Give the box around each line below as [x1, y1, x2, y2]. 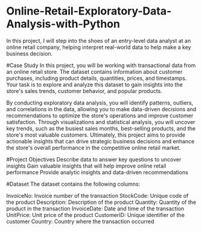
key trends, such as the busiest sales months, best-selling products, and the [6, 125, 196, 132]
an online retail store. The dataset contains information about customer [6, 68, 183, 75]
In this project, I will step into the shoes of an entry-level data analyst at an [6, 37, 191, 44]
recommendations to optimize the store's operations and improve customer [6, 112, 194, 119]
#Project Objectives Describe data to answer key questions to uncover [6, 155, 181, 163]
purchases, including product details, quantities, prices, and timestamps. [6, 74, 187, 82]
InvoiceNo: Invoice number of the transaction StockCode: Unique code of [6, 192, 189, 199]
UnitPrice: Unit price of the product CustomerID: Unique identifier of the [6, 211, 185, 218]
